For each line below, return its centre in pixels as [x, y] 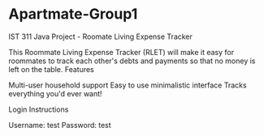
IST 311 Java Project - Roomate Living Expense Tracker [101, 36]
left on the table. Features [52, 69]
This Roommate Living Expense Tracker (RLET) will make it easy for [121, 52]
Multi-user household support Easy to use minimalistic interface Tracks [128, 85]
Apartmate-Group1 [73, 14]
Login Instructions [39, 109]
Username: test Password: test [60, 125]
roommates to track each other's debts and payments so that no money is [132, 61]
